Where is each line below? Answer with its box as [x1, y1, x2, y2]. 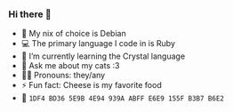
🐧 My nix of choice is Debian [20, 28, 126, 39]
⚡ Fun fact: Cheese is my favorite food [20, 80, 162, 91]
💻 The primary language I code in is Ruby [20, 38, 175, 49]
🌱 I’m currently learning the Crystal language [20, 51, 186, 61]
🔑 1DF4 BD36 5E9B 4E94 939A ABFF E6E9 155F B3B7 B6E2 [20, 92, 224, 103]
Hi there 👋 [8, 8, 52, 20]
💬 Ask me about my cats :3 [20, 60, 120, 71]
